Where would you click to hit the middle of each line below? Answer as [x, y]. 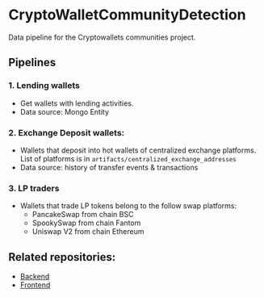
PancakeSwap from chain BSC [83, 215]
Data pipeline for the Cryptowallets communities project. [102, 37]
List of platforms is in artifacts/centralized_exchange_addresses [128, 158]
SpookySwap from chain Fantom [86, 223]
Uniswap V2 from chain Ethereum [88, 232]
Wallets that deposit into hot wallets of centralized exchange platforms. [138, 150]
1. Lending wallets [44, 86]
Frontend [35, 285]
